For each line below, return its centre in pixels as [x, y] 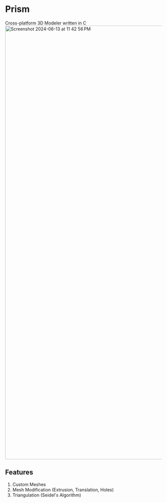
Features [19, 472]
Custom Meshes [29, 484]
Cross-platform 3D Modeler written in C [46, 23]
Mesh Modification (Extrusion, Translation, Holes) [63, 490]
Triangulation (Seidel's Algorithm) [47, 495]
